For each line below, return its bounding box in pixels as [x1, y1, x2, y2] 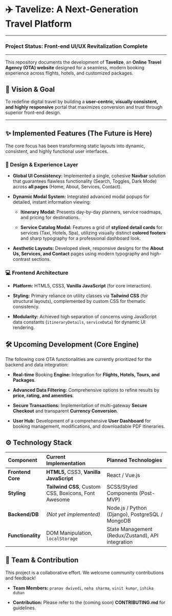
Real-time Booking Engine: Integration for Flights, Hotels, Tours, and [12, 372, 160, 378]
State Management [106, 526, 153, 533]
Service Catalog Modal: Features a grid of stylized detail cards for [20, 224, 163, 230]
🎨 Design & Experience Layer [5, 161, 78, 168]
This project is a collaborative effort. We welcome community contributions [5, 569, 164, 575]
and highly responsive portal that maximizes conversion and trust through [5, 104, 163, 110]
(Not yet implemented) [46, 511, 101, 518]
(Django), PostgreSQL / [106, 511, 163, 518]
